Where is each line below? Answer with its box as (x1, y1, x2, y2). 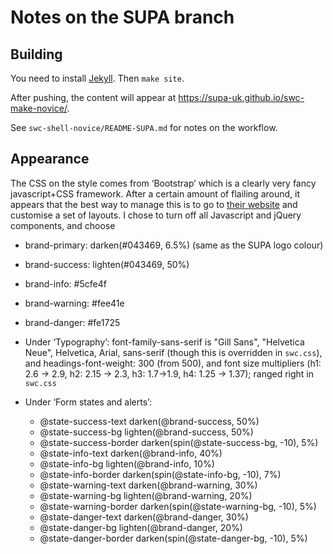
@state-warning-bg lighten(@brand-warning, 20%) (39, 489, 253, 501)
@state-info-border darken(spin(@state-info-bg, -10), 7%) (39, 468, 282, 480)
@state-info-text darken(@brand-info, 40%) (39, 447, 223, 459)
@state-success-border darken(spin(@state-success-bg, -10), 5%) (39, 436, 319, 448)
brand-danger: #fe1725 (24, 316, 121, 328)
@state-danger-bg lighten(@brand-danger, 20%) (39, 521, 243, 533)
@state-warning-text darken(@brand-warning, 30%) (39, 479, 258, 491)
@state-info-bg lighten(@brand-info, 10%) (39, 457, 215, 470)
